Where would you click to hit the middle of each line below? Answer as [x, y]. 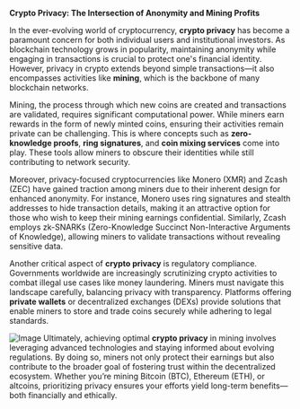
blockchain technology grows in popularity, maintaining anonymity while [143, 49]
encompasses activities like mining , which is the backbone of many [135, 78]
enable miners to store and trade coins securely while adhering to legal [141, 311]
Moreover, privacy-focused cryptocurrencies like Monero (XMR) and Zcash [148, 179]
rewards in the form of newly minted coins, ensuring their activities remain [147, 124]
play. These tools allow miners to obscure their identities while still [132, 152]
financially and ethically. [73, 395]
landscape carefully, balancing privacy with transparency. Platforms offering [150, 292]
